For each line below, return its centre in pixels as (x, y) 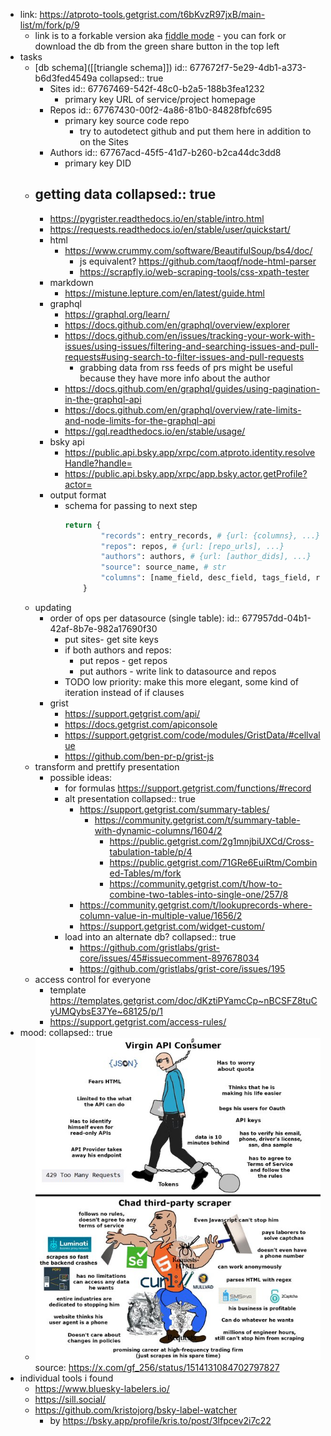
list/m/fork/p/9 (49, 25)
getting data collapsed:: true (125, 194)
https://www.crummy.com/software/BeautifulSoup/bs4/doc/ (188, 250)
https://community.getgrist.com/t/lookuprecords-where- (196, 905)
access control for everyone (93, 979)
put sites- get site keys (111, 639)
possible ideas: (81, 777)
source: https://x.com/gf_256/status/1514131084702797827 (157, 1368)
